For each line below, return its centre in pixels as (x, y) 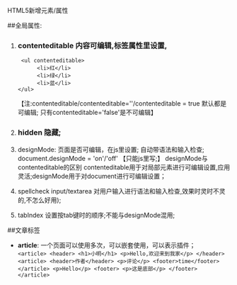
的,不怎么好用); (39, 200)
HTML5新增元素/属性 (38, 10)
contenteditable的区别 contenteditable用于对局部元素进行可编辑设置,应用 (124, 167)
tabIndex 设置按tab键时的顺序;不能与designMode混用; (96, 215)
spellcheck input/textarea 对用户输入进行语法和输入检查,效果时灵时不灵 (121, 191)
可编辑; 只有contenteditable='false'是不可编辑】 (87, 113)
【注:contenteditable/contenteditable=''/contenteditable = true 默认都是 (122, 104)
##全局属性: (25, 26)
